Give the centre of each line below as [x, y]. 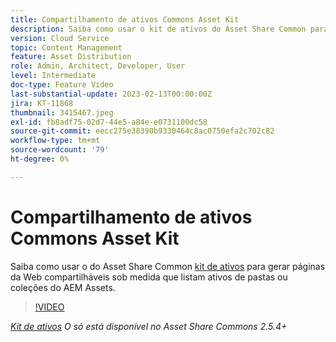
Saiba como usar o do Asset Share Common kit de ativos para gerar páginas [168, 266]
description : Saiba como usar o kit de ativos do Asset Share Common [158, 29]
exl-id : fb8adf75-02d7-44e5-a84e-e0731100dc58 [109, 122]
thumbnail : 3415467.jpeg [62, 112]
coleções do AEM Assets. [63, 287]
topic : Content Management [66, 47]
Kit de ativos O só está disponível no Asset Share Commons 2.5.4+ [149, 326]
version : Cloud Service [60, 38]
